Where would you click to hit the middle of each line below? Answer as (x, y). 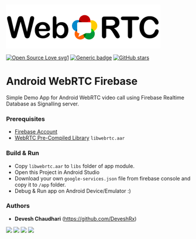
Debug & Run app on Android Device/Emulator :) (73, 191)
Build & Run (23, 153)
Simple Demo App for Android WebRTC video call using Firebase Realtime (95, 97)
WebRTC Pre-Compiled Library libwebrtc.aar (70, 138)
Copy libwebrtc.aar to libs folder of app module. (74, 166)
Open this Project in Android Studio (57, 172)
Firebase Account (36, 132)
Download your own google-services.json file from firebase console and (102, 178)
